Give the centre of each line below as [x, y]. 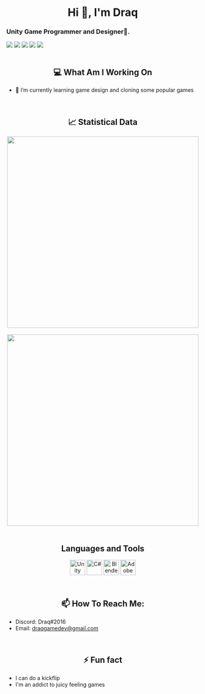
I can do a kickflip [37, 678]
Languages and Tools [103, 549]
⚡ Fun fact [103, 660]
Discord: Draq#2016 [40, 622]
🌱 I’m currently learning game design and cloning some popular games [104, 90]
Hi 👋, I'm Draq [103, 13]
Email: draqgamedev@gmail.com [57, 628]
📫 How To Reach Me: [103, 604]
